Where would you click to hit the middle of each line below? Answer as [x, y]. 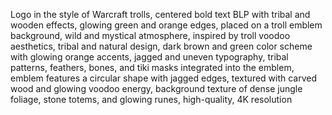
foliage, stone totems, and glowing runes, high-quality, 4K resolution [151, 99]
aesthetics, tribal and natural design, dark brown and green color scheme [161, 46]
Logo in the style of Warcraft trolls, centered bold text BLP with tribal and [160, 14]
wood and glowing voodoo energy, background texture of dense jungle [156, 88]
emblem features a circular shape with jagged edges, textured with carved [164, 78]
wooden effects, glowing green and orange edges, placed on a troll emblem [166, 25]
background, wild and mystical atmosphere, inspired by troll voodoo [150, 35]
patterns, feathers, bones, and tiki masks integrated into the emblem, [152, 67]
